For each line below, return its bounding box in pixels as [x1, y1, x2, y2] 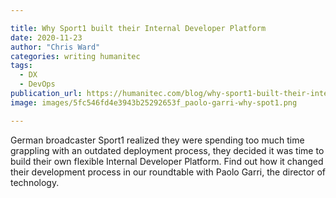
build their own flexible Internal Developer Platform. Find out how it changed [10, 155, 324, 167]
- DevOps [19, 79, 56, 90]
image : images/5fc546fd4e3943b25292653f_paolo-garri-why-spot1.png [10, 97, 298, 108]
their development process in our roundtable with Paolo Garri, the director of [10, 166, 326, 178]
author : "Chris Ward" [10, 42, 101, 52]
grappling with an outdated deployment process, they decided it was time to [10, 144, 325, 156]
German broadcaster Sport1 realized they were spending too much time [10, 134, 305, 146]
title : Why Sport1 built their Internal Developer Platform [10, 23, 267, 33]
